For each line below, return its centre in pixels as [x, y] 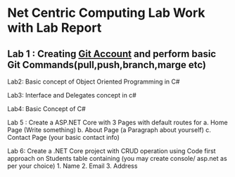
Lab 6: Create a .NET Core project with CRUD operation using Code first [112, 151]
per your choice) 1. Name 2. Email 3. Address [72, 166]
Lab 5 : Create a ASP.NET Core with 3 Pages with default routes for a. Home [118, 122]
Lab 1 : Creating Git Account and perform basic [112, 54]
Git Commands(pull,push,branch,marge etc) [107, 65]
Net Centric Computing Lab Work [106, 13]
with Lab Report [55, 28]
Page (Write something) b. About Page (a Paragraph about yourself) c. [109, 130]
